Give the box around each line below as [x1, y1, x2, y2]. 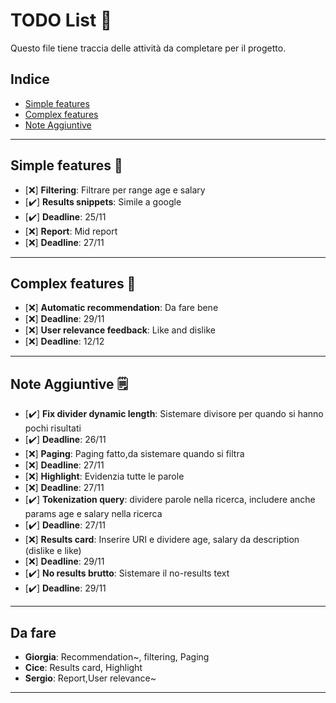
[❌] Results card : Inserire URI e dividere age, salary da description [24, 534, 300, 546]
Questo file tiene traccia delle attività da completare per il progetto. [10, 42, 287, 54]
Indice [10, 71, 50, 88]
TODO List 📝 [10, 9, 113, 32]
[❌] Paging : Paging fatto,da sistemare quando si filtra [24, 448, 245, 460]
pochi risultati [24, 422, 82, 434]
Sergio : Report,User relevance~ [24, 672, 157, 684]
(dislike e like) [24, 545, 82, 557]
